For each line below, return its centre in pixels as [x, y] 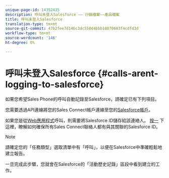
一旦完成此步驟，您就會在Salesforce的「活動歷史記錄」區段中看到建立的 [80, 164]
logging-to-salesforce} [55, 84]
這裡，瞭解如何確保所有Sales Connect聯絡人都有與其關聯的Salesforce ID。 [83, 127]
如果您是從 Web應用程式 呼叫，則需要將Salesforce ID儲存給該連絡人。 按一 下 [85, 120]
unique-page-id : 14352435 [32, 10]
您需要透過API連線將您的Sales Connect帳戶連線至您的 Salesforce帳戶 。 [79, 110]
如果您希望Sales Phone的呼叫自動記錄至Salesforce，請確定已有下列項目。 [82, 99]
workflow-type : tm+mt [28, 33]
